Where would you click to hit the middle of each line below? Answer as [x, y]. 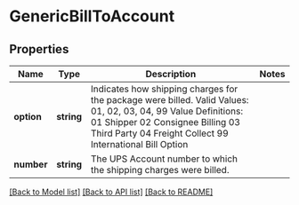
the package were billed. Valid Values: [170, 100]
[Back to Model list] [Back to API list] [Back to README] [111, 192]
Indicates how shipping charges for [164, 89]
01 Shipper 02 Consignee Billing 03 [165, 122]
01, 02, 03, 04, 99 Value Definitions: [166, 111]
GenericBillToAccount [92, 16]
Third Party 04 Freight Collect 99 [159, 133]
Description [171, 74]
